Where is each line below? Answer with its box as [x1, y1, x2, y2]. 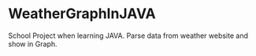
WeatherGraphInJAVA [8, 5, 156, 23]
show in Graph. [8, 39, 58, 48]
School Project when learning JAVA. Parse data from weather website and [8, 31, 248, 40]
